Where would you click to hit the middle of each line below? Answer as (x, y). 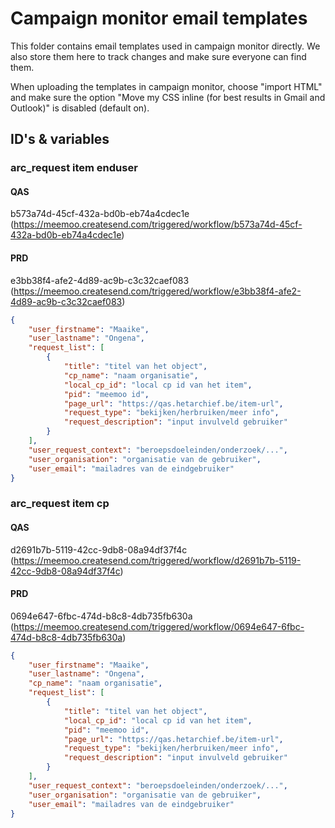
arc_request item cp (60, 504)
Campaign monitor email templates (159, 18)
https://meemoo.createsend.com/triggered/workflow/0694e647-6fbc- (159, 626)
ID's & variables (60, 139)
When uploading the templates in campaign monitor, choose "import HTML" (166, 86)
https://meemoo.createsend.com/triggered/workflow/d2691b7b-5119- (157, 560)
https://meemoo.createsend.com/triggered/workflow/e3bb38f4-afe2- (157, 291)
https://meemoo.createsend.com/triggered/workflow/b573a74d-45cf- (158, 224)
